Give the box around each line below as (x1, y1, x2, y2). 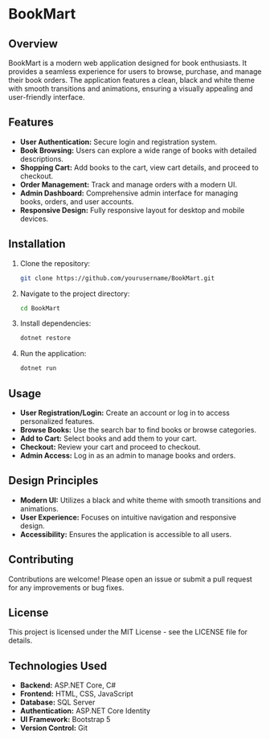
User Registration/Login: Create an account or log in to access (19, 408, 231, 417)
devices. (19, 214, 49, 224)
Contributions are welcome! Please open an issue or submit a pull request (8, 574, 253, 584)
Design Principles (8, 474, 99, 487)
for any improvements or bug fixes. (8, 582, 125, 592)
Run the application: (19, 349, 87, 359)
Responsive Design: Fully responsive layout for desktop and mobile (19, 205, 245, 215)
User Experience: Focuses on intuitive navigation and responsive (19, 512, 237, 522)
